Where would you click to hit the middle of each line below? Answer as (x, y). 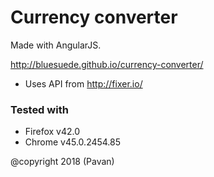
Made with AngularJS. (56, 45)
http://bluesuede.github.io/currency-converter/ (107, 64)
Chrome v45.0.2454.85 (73, 142)
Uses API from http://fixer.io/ (83, 83)
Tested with (39, 109)
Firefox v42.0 (52, 132)
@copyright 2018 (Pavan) (62, 162)
